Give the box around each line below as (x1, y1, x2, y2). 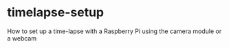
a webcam (7, 34, 36, 42)
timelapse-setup (7, 5, 105, 20)
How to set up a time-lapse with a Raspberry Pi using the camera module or (7, 27, 222, 35)
